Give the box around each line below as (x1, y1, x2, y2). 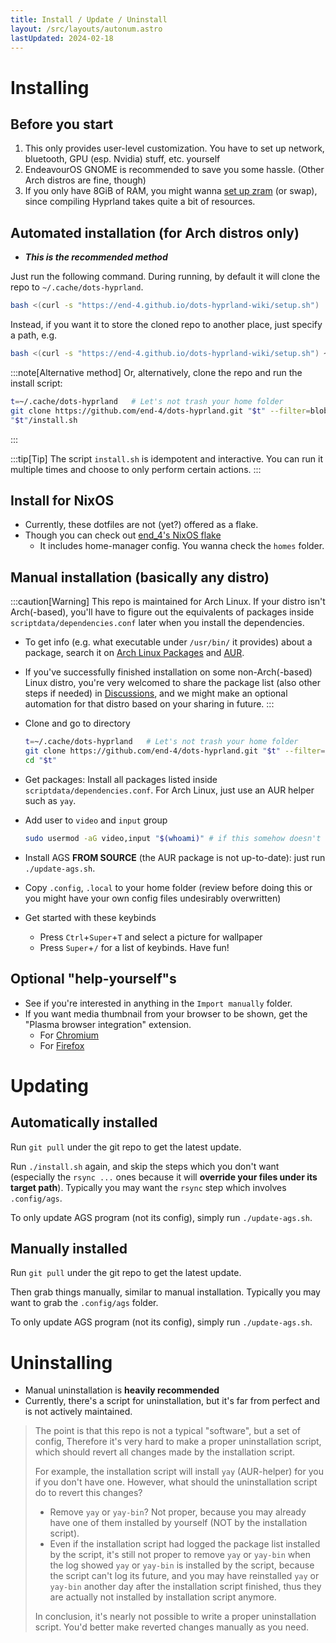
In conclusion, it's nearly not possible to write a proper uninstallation (34, 1611, 317, 1623)
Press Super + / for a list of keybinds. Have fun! (39, 941, 230, 953)
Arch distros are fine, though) (24, 174, 147, 186)
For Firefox (39, 1039, 85, 1051)
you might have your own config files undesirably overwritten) (24, 892, 282, 904)
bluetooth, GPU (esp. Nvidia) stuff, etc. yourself (24, 153, 221, 165)
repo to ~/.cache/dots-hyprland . (10, 281, 144, 293)
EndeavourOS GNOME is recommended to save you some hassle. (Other (24, 164, 325, 176)
